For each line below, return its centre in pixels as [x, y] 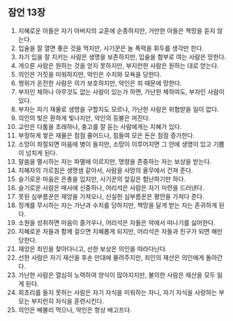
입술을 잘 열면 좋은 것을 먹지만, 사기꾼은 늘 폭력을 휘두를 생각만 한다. [111, 48]
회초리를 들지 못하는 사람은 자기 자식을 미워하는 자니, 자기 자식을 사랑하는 [118, 292]
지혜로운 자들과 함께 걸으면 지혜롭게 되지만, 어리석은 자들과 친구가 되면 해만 [120, 231]
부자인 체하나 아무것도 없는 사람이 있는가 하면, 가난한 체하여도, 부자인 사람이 [121, 91]
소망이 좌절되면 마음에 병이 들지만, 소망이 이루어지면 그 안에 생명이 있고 [115, 144]
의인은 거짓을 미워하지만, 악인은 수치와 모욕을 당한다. [90, 74]
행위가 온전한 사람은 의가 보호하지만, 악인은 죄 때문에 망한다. [100, 83]
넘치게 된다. [42, 153]
